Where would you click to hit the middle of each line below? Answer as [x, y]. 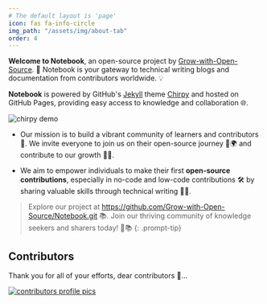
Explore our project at [64, 207]
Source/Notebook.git [63, 216]
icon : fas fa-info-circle [51, 23]
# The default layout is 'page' [62, 16]
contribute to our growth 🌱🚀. [67, 155]
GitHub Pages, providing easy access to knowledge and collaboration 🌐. [129, 103]
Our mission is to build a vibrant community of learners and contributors [139, 134]
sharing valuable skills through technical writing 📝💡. [105, 191]
